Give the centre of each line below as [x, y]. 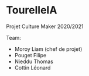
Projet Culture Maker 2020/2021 [45, 26]
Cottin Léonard [32, 67]
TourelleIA [32, 10]
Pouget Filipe [30, 55]
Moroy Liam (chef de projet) [48, 49]
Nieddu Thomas [34, 61]
